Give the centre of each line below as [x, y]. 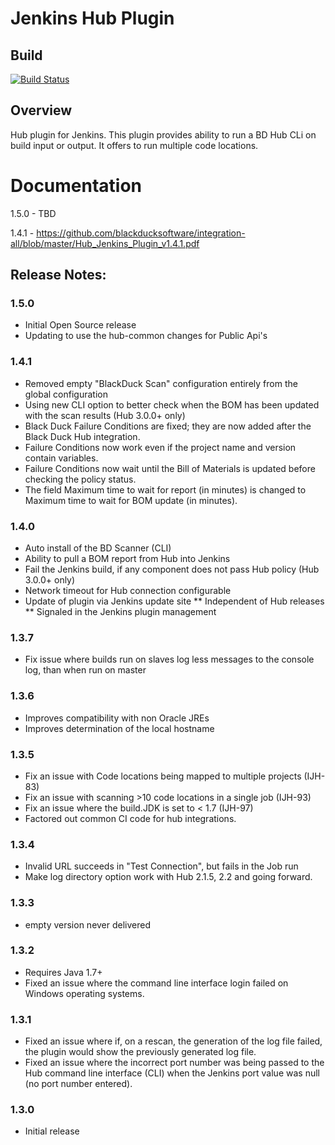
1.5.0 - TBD [33, 213]
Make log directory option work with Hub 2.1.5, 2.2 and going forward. [168, 877]
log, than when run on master [85, 670]
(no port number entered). [78, 1084]
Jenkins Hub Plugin [92, 18]
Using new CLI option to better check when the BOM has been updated [172, 404]
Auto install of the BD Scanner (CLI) [98, 548]
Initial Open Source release [80, 325]
